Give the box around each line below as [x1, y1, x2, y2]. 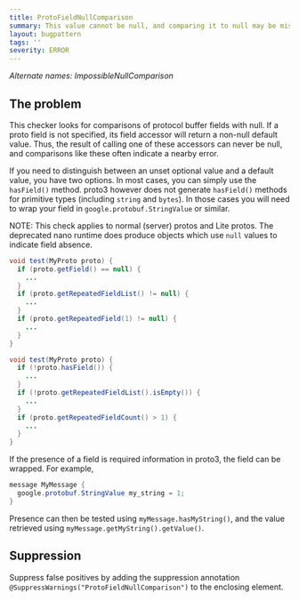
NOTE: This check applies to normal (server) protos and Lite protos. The [9, 220, 274, 231]
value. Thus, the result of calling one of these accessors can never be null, [9, 139, 283, 149]
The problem [9, 96, 82, 111]
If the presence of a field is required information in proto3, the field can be [9, 454, 281, 465]
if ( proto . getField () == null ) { [17, 264, 141, 274]
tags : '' [9, 37, 42, 47]
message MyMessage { [9, 481, 86, 490]
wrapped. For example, [9, 463, 94, 474]
